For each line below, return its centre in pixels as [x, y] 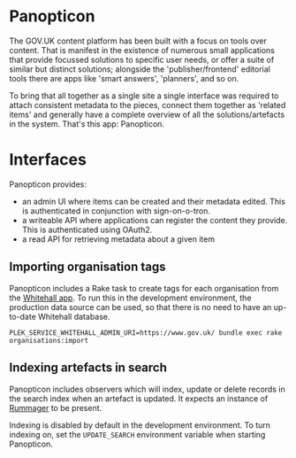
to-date [23, 316]
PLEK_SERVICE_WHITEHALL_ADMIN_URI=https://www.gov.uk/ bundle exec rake [146, 333]
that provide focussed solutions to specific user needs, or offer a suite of [142, 59]
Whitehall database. [74, 316]
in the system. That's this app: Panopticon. [87, 124]
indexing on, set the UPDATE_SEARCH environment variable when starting [137, 434]
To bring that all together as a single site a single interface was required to [144, 96]
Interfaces [48, 160]
